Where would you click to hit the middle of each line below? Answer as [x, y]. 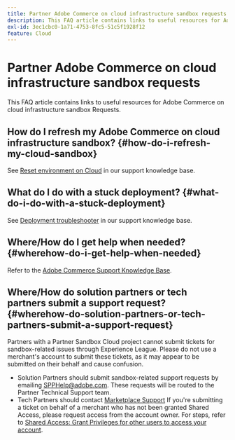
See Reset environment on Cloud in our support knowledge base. [101, 170]
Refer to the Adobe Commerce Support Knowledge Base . [90, 270]
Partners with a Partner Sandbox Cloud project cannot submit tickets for [111, 342]
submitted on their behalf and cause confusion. [76, 364]
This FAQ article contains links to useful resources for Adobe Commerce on [116, 102]
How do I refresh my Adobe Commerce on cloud [114, 131]
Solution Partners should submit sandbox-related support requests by [118, 378]
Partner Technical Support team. [64, 392]
